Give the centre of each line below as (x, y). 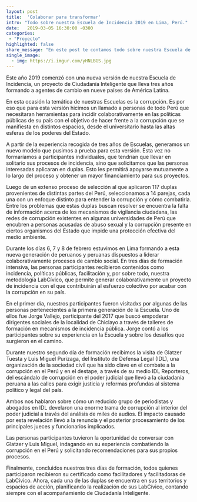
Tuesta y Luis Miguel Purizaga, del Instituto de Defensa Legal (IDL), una (93, 358)
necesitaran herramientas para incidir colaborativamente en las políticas (94, 114)
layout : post (22, 11)
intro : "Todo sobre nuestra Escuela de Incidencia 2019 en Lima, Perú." (97, 22)
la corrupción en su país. (36, 292)
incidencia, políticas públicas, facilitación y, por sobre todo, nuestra (88, 273)
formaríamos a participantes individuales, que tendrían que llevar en (89, 157)
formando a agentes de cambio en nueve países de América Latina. (88, 90)
